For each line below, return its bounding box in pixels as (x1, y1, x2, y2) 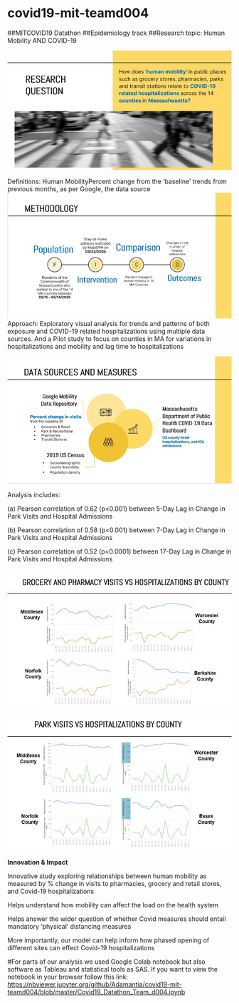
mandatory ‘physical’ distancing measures (7, 922, 132, 931)
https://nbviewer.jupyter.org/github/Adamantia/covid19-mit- (7, 980, 183, 989)
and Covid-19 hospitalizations (7, 887, 95, 896)
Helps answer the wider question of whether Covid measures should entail (7, 915, 226, 923)
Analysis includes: (7, 490, 60, 499)
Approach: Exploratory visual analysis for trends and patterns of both (7, 320, 210, 328)
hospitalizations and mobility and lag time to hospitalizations (7, 342, 184, 351)
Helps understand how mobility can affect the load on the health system (7, 901, 219, 910)
